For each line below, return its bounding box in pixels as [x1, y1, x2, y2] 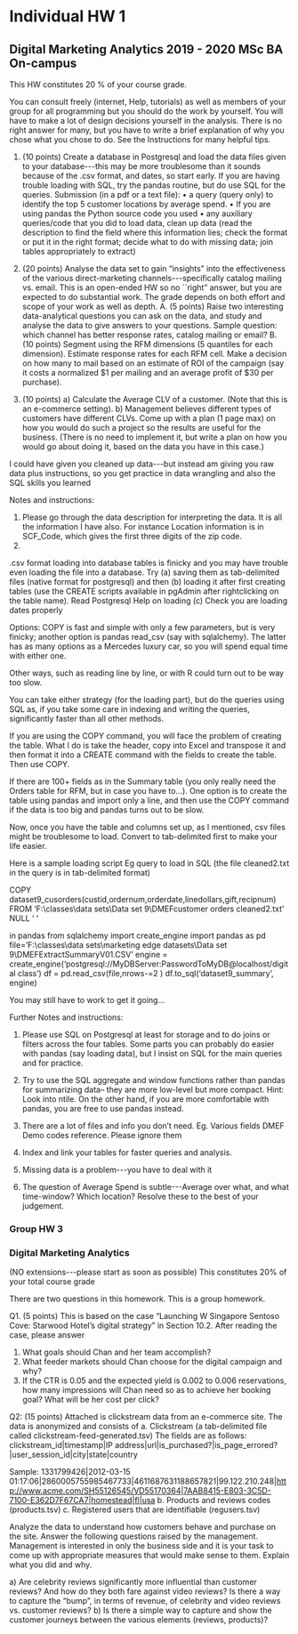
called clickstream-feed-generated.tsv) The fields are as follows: [9, 1430, 247, 1441]
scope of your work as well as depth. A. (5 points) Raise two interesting [21, 301, 284, 311]
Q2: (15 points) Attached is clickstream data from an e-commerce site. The [9, 1412, 283, 1422]
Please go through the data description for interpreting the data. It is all [21, 512, 283, 522]
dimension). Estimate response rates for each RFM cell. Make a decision [21, 349, 287, 359]
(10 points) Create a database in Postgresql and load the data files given [21, 151, 286, 162]
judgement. [21, 1201, 65, 1211]
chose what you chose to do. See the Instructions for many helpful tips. [9, 134, 271, 144]
